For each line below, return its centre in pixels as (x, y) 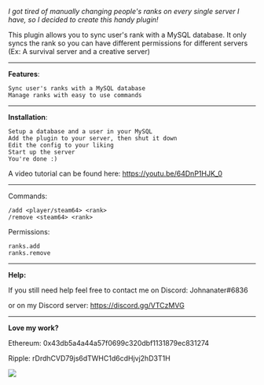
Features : (24, 74)
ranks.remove (29, 253)
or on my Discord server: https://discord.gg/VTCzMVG (96, 305)
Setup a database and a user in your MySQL (81, 132)
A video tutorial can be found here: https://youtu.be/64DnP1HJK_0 (115, 173)
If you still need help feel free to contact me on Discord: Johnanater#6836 (128, 290)
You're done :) (33, 159)
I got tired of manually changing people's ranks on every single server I (124, 11)
